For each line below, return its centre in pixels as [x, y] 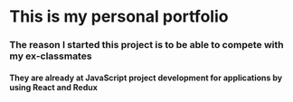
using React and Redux [53, 87]
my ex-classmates [51, 56]
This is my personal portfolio [119, 17]
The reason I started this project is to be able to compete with [146, 45]
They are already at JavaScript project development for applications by [146, 78]
